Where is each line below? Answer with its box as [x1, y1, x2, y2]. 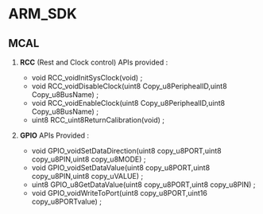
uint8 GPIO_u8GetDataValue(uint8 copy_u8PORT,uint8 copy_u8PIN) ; [31, 180, 256, 189]
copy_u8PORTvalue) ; [31, 196, 102, 206]
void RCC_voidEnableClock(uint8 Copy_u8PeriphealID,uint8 [31, 99, 225, 107]
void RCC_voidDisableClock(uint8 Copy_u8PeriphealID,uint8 [31, 81, 228, 91]
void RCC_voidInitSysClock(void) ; [31, 73, 143, 82]
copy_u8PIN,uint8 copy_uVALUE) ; [31, 172, 144, 181]
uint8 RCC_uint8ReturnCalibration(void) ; [31, 115, 165, 124]
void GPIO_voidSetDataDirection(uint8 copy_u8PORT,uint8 [31, 146, 222, 155]
